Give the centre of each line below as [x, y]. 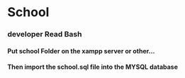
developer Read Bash [45, 34]
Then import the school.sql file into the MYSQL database [93, 67]
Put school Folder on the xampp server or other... [81, 51]
